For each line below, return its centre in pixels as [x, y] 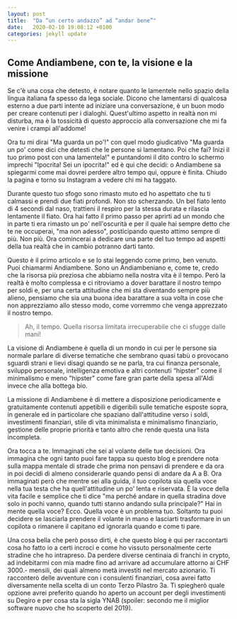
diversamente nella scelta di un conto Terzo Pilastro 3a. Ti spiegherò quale [116, 586]
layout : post [27, 14]
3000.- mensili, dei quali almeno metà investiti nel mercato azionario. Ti [111, 570]
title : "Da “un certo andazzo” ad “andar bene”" [82, 21]
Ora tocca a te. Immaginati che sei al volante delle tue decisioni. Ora [106, 451]
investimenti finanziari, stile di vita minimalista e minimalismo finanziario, [112, 422]
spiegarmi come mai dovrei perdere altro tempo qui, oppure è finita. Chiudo [117, 172]
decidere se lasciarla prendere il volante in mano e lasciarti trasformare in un [119, 519]
